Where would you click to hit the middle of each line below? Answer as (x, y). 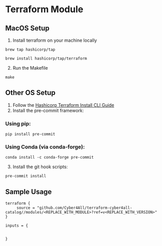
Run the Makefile (30, 68)
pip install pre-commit (30, 134)
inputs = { (17, 226)
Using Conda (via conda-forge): (45, 147)
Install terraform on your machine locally (55, 40)
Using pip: (18, 124)
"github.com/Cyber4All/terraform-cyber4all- (85, 208)
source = (26, 208)
